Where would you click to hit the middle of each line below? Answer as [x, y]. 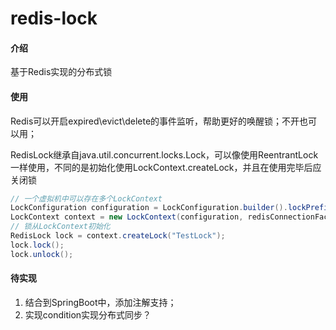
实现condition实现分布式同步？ [88, 314]
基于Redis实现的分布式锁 [61, 72]
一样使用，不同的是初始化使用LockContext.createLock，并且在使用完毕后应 [166, 167]
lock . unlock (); [42, 254]
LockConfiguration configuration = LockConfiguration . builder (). [149, 208]
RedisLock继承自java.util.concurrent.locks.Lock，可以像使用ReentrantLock [164, 154]
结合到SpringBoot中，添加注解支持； [100, 302]
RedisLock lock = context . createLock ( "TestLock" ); [118, 236]
